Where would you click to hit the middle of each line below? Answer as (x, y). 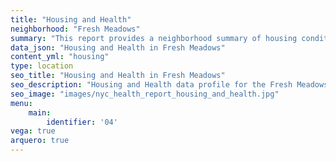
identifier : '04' (82, 122)
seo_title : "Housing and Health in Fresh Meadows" (118, 76)
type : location (42, 66)
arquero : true (40, 141)
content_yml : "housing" (60, 57)
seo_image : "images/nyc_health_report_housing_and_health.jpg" (145, 94)
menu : (21, 103)
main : (40, 112)
